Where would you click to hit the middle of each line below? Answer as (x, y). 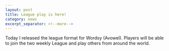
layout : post (19, 10)
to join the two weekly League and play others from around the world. (78, 43)
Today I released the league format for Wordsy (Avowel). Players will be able (84, 38)
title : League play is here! (36, 14)
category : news (21, 19)
